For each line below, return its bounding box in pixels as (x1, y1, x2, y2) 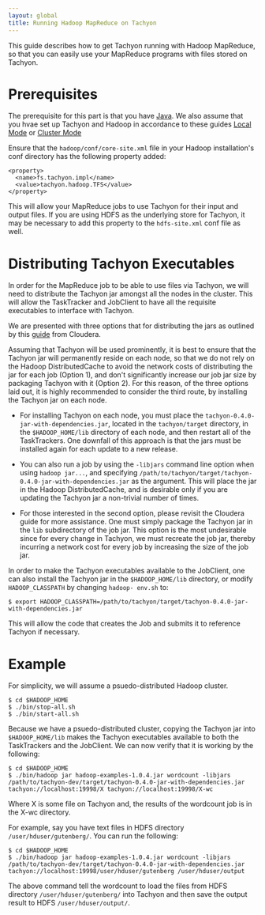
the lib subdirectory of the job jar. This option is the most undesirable (19, 525, 247, 535)
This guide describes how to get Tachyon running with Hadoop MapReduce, (8, 40, 256, 50)
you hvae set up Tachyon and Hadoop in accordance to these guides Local (8, 119, 252, 129)
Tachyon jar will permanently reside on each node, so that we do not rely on (8, 354, 255, 363)
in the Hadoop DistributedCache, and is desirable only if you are (19, 485, 229, 494)
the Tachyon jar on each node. (8, 395, 107, 405)
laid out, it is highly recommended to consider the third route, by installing (8, 387, 248, 396)
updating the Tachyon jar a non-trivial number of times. (19, 493, 200, 503)
